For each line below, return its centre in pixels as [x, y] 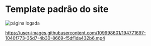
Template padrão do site [57, 9]
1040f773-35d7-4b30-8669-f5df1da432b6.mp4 [55, 38]
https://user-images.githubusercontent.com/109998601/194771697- [75, 32]
